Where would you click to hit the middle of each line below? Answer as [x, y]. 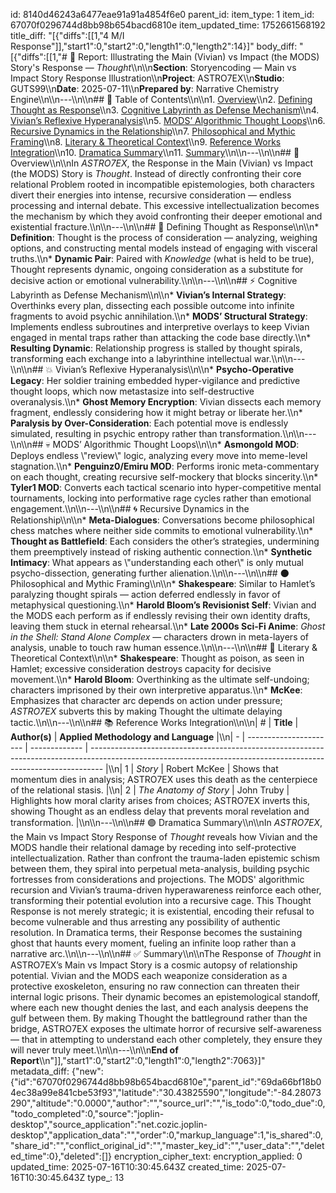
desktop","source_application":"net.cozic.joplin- [109, 1124]
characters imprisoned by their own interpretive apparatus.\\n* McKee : [156, 690]
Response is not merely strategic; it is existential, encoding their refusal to [162, 911]
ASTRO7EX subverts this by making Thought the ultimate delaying [146, 711]
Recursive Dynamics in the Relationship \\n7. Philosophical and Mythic [153, 131]
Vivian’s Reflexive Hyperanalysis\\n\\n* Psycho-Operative [175, 369]
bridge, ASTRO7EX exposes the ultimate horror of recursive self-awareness [166, 1028]
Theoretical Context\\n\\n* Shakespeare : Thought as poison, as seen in [157, 658]
